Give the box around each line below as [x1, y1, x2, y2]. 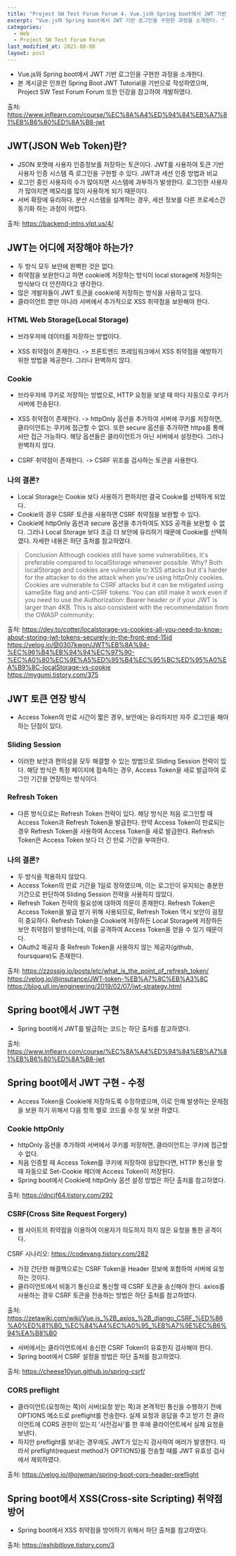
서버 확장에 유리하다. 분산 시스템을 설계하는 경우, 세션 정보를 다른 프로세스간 [17, 195, 226, 204]
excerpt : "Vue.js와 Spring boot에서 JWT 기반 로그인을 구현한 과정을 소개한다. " [7, 17, 225, 24]
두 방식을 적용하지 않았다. [17, 872, 88, 881]
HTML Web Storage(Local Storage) [7, 315, 129, 325]
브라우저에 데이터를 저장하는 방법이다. [17, 332, 122, 341]
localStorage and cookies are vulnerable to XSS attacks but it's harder [24, 565, 228, 575]
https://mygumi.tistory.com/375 [7, 670, 99, 679]
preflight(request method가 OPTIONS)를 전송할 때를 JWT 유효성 [30, 1446, 212, 1454]
